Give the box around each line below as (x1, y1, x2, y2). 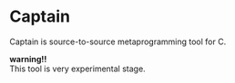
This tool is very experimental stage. (9, 63, 146, 74)
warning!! (9, 53, 47, 64)
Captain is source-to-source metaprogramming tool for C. (9, 36, 227, 47)
